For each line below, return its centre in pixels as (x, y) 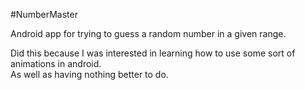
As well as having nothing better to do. (89, 74)
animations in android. (56, 63)
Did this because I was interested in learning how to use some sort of (153, 53)
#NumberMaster (44, 14)
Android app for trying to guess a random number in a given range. (148, 33)
